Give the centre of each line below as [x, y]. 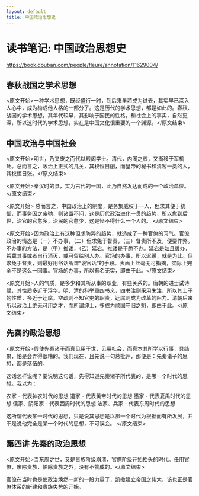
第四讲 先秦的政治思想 [46, 444]
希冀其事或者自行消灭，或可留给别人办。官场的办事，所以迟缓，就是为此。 [97, 256]
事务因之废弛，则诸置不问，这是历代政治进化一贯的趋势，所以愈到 [102, 213]
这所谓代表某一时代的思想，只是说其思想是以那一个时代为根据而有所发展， [97, 416]
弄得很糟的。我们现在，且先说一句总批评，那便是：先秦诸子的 [107, 356]
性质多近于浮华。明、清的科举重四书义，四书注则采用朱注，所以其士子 [107, 290]
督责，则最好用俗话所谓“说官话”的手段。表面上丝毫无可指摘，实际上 [105, 263]
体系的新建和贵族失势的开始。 [47, 487]
